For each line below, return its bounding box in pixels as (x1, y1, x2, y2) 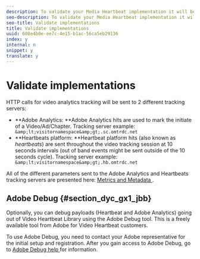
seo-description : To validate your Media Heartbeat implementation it (6, 14, 185, 20)
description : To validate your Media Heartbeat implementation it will (6, 8, 187, 15)
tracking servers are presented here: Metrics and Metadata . (6, 176, 154, 183)
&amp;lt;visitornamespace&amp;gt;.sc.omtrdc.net (14, 129, 138, 135)
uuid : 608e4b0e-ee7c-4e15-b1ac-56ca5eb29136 (6, 31, 118, 37)
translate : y (6, 53, 39, 59)
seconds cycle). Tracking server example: (14, 153, 118, 160)
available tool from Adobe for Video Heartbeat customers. (6, 221, 148, 229)
